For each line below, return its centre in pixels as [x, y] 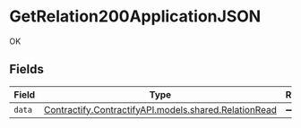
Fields [27, 69]
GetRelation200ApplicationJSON [135, 17]
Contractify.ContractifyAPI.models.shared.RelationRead [160, 109]
